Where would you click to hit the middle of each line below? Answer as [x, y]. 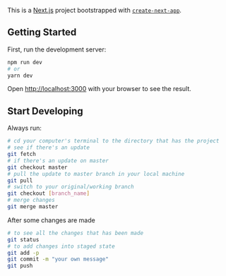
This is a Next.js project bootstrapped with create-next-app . [95, 10]
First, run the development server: [57, 49]
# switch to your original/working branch [71, 187]
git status [23, 239]
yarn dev [20, 76]
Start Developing [45, 111]
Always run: [25, 128]
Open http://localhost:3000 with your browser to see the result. [100, 89]
